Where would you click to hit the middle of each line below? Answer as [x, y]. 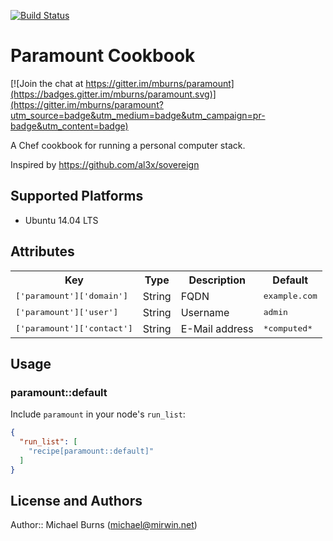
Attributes [42, 251]
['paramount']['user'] [67, 312]
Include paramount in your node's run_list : [98, 414]
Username [205, 312]
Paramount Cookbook [103, 56]
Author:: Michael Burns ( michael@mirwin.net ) [104, 525]
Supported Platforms [77, 196]
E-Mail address [217, 328]
